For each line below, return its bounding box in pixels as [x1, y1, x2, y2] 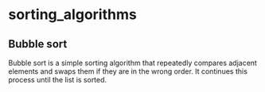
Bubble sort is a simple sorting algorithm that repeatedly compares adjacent [8, 58, 257, 67]
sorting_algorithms [8, 6, 137, 24]
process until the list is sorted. [8, 75, 107, 84]
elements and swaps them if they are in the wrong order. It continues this [8, 67, 248, 76]
